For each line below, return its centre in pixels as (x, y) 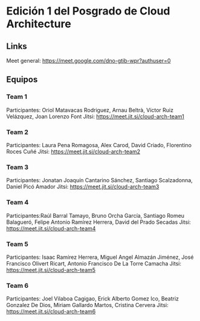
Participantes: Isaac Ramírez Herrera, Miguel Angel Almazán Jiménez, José (100, 257)
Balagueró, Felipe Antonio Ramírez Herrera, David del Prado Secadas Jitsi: (99, 222)
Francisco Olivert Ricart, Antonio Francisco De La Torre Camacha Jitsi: (94, 263)
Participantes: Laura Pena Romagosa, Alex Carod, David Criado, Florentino (99, 145)
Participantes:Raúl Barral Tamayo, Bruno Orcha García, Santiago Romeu (95, 215)
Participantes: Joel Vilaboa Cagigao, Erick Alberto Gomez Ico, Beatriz (93, 299)
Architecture (39, 24)
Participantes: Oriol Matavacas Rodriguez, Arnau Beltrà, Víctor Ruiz (90, 110)
